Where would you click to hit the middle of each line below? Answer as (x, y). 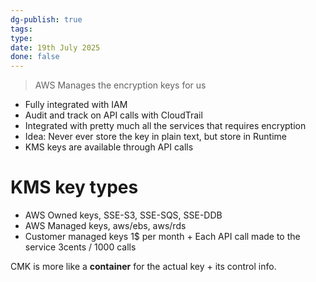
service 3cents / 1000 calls (80, 247)
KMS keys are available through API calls (109, 147)
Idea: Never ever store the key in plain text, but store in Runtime (155, 137)
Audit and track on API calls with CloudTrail (113, 115)
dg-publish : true (46, 19)
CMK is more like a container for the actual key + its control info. (143, 267)
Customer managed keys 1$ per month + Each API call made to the (162, 237)
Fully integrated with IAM (76, 105)
